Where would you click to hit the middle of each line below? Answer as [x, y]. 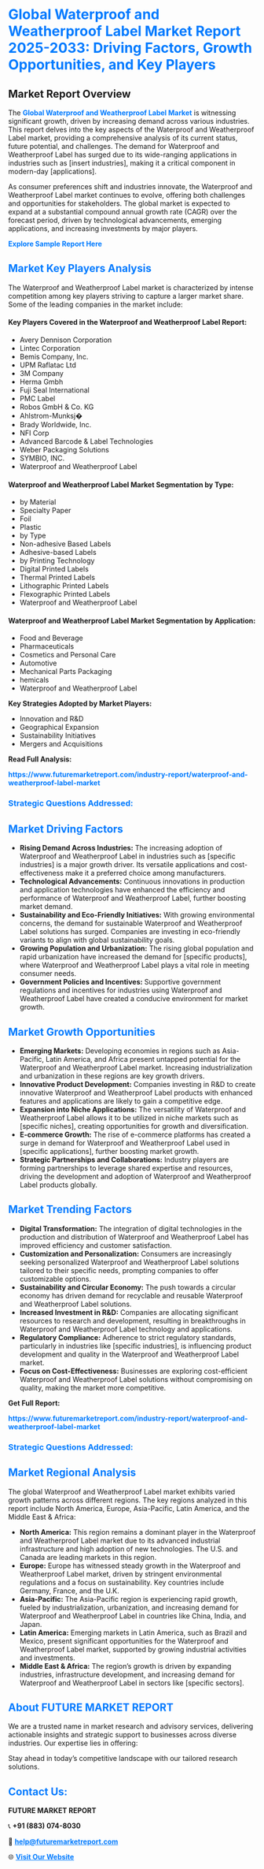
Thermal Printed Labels [57, 578]
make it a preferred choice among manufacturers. [146, 873]
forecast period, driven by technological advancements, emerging [115, 220]
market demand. [46, 907]
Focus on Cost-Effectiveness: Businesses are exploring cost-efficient [133, 1371]
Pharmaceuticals [47, 646]
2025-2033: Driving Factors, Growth [130, 48]
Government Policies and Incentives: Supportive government [120, 982]
